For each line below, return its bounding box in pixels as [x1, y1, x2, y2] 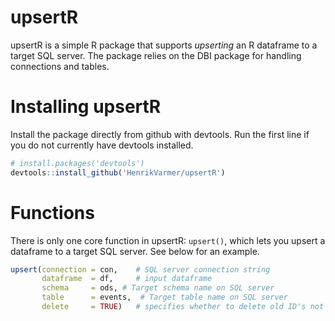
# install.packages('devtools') [10, 158, 145, 168]
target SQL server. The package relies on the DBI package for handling [10, 49, 302, 61]
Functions [10, 201, 95, 224]
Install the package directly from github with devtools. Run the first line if [10, 128, 310, 140]
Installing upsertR [10, 96, 162, 118]
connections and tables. [10, 60, 110, 72]
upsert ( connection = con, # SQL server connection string [10, 264, 271, 275]
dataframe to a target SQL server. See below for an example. [10, 245, 260, 257]
